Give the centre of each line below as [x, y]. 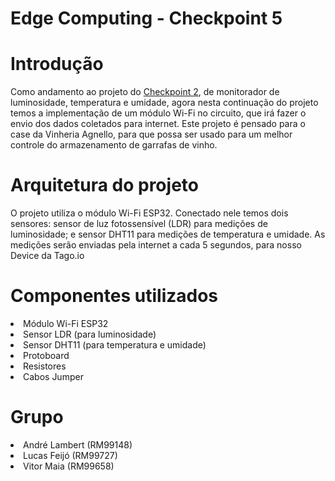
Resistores [45, 366]
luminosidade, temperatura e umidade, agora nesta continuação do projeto [164, 103]
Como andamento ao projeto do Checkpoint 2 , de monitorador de [145, 92]
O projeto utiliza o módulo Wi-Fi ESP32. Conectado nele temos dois [149, 213]
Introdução [57, 64]
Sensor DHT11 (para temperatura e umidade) [115, 345]
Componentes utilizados [114, 296]
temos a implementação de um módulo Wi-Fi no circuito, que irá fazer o [158, 113]
